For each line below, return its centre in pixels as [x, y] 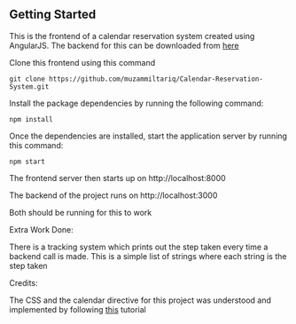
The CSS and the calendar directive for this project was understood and [140, 300]
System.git [29, 87]
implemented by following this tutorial [78, 309]
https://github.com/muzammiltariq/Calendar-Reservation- [156, 79]
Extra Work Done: [41, 229]
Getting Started [53, 15]
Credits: [23, 282]
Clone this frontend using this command [82, 62]
